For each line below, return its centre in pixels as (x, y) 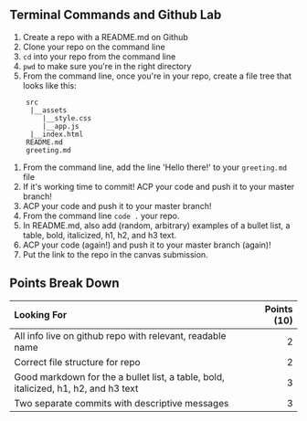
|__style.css (67, 118)
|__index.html (57, 134)
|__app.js (61, 126)
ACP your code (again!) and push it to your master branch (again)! (147, 245)
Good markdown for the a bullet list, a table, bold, (120, 376)
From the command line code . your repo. (101, 216)
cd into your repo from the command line (99, 56)
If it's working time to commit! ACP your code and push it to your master (159, 186)
